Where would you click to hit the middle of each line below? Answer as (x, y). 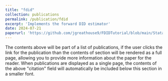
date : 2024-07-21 (23, 28)
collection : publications (32, 14)
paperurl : (15, 33)
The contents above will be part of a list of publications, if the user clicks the (84, 47)
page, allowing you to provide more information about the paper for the (78, 58)
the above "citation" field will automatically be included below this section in (83, 68)
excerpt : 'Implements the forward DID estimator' (58, 24)
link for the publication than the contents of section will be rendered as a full (83, 52)
